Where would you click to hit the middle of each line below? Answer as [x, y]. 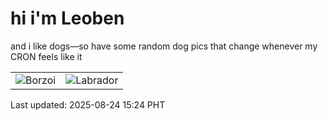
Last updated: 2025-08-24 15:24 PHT [88, 104]
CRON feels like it [46, 56]
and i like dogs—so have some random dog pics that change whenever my [164, 46]
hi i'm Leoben [67, 18]
